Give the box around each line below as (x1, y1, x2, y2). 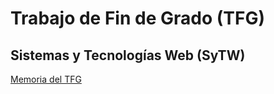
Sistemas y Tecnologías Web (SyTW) (10, 47, 246, 64)
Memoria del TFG (10, 73, 82, 85)
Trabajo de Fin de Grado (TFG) (10, 7, 265, 30)
